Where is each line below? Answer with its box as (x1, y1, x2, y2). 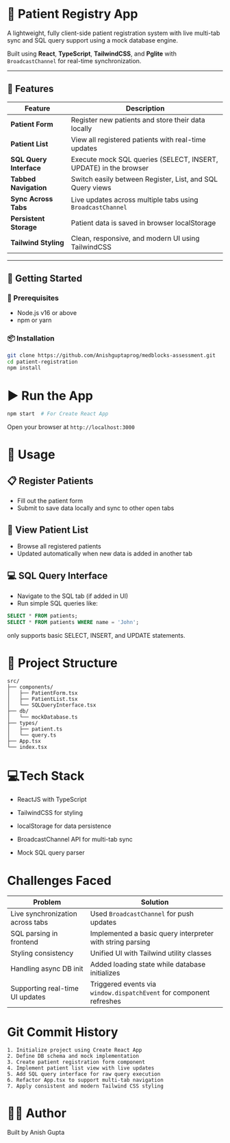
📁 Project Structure (7, 655, 118, 671)
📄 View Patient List (7, 524, 89, 535)
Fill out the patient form (16, 497, 84, 505)
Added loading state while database (90, 960, 206, 969)
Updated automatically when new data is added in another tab (16, 549, 193, 557)
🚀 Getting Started (7, 273, 83, 284)
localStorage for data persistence (16, 822, 112, 830)
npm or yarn (16, 316, 52, 325)
